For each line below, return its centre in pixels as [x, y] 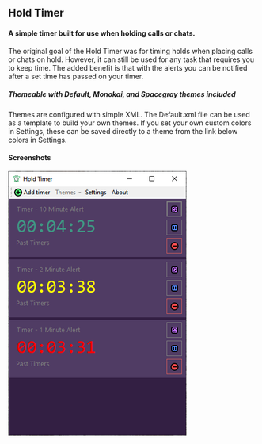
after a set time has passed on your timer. [76, 76]
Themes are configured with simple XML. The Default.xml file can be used [129, 114]
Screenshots [30, 158]
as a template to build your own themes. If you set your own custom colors [130, 123]
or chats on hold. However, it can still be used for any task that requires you [131, 59]
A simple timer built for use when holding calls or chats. [102, 33]
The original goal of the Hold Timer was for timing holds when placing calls [131, 51]
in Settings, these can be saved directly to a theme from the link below [123, 131]
